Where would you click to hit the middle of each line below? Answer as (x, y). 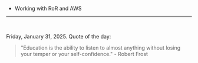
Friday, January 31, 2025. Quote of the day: (59, 36)
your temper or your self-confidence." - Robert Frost (84, 54)
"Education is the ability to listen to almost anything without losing (100, 48)
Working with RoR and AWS (48, 8)
